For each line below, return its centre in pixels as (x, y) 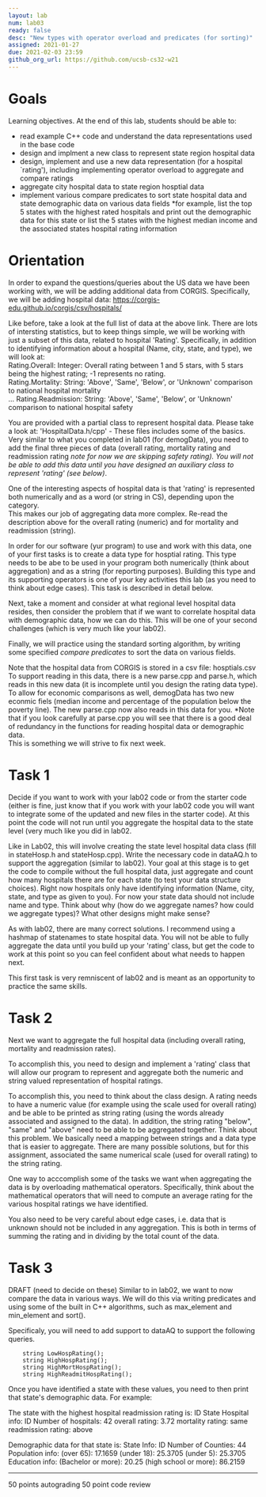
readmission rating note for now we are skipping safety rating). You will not (131, 456)
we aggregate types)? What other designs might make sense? (109, 913)
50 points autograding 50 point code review (80, 1484)
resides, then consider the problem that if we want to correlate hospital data (132, 611)
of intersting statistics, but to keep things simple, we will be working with (127, 331)
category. (24, 505)
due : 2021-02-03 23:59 (46, 52)
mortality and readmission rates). (62, 1048)
